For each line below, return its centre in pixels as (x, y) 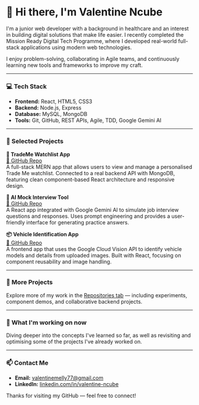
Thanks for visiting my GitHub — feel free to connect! (71, 396)
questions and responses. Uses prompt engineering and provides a (88, 216)
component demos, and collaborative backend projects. (74, 301)
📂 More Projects (30, 282)
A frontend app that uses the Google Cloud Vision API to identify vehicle (94, 249)
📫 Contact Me (27, 363)
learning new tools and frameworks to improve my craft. (75, 65)
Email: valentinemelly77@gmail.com (59, 378)
